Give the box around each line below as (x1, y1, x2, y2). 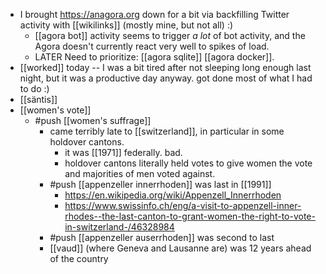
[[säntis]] (19, 94, 58, 105)
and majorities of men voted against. (64, 168, 216, 179)
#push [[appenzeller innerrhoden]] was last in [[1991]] (49, 179, 272, 190)
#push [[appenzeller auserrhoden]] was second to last (49, 232, 275, 243)
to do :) (19, 83, 50, 94)
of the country (49, 253, 109, 264)
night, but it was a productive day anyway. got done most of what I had (19, 72, 313, 84)
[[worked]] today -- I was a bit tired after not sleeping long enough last (19, 62, 312, 73)
